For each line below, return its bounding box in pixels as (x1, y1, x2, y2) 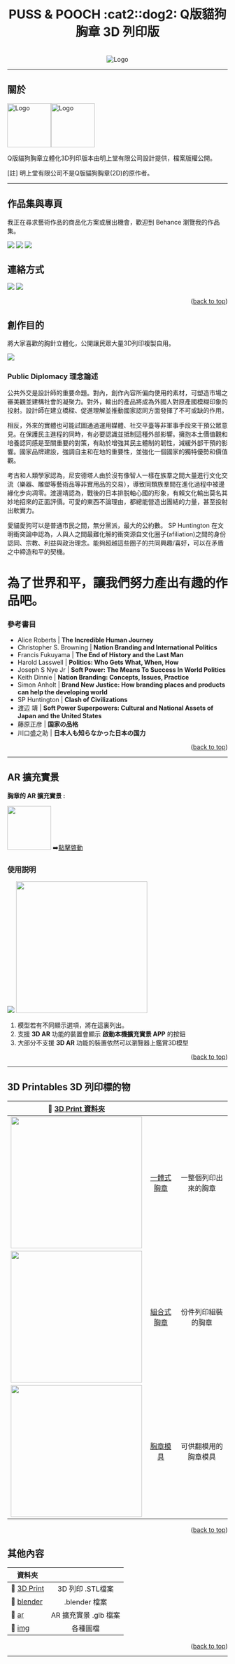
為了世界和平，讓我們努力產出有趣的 (7, 575, 216, 590)
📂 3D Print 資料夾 (48, 1104, 106, 1114)
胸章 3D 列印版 (76, 24, 159, 40)
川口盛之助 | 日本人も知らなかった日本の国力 (17, 728, 146, 737)
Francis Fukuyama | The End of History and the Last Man (17, 650, 184, 659)
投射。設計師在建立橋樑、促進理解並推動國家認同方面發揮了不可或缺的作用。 (7, 407, 228, 415)
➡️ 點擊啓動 (52, 843, 83, 852)
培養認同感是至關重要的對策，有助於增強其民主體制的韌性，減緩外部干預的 (7, 439, 222, 447)
